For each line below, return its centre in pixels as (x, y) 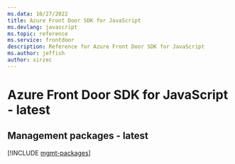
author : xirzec (30, 60)
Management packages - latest (78, 136)
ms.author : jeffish (36, 54)
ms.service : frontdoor (41, 40)
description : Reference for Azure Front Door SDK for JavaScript (106, 47)
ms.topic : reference (38, 34)
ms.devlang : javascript (43, 27)
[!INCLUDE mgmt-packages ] (49, 153)
